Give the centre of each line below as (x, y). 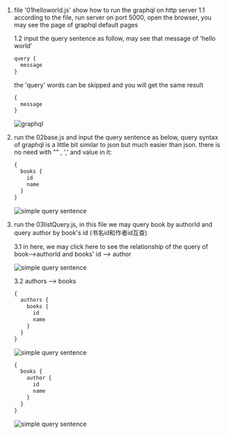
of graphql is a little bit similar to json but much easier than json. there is (117, 145)
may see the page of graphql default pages (76, 25)
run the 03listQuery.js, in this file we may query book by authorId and (113, 224)
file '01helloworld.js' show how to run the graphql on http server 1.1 (109, 10)
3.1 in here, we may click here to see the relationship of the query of (111, 246)
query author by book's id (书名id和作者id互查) (80, 232)
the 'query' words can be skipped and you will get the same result (109, 85)
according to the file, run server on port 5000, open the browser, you (113, 17)
